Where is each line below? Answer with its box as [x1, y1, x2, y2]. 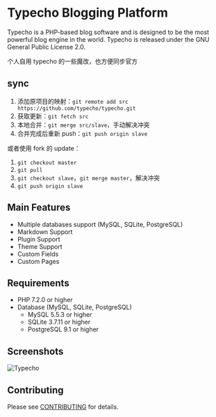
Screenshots [7, 345, 64, 357]
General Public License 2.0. [7, 42, 85, 51]
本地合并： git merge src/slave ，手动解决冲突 [17, 120, 150, 129]
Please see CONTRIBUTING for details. [7, 402, 119, 411]
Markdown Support [17, 228, 73, 236]
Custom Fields [17, 249, 59, 258]
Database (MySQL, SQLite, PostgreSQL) [17, 303, 132, 311]
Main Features [7, 202, 71, 214]
